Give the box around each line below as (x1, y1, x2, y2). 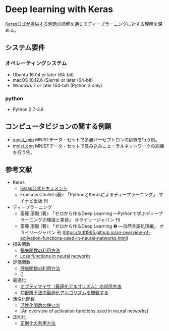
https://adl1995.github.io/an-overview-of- (64, 229, 150, 235)
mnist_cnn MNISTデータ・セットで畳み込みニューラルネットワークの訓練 (12, 143, 164, 149)
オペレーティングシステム (5, 60, 67, 67)
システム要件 (5, 43, 45, 52)
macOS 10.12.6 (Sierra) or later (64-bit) (12, 77, 93, 83)
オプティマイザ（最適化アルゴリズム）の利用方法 (20, 283, 122, 289)
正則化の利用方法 (20, 320, 56, 326)
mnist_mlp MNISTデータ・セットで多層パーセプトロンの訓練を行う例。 (12, 136, 160, 142)
